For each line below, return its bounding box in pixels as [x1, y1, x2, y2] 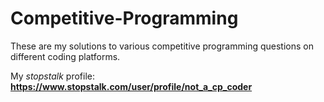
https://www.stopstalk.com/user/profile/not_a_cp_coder [10, 80, 253, 92]
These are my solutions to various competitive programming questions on [10, 40, 314, 52]
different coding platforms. [10, 50, 121, 62]
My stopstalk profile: [10, 70, 95, 82]
